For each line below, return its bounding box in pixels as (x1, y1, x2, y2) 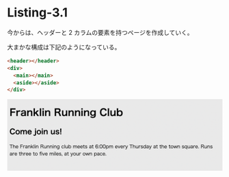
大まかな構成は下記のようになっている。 (7, 43, 121, 51)
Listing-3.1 (7, 5, 68, 21)
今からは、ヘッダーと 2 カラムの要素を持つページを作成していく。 (7, 28, 193, 36)
